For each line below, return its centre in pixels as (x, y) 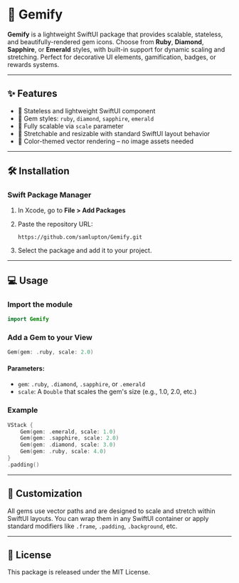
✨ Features (32, 94)
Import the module (40, 304)
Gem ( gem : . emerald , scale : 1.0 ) (68, 432)
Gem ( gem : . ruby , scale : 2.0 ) (51, 352)
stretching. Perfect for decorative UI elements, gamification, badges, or (112, 57)
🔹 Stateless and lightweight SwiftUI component (86, 110)
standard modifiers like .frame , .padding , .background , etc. (92, 526)
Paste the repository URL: (55, 225)
